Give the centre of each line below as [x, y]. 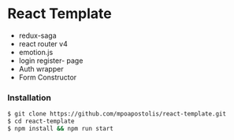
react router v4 [43, 43]
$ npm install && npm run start [60, 128]
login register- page [51, 61]
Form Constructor [48, 77]
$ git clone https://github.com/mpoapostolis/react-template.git [117, 114]
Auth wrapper [41, 68]
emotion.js [36, 52]
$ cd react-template [41, 122]
